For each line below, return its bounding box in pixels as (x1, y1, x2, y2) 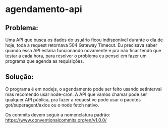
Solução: (5, 73, 34, 81)
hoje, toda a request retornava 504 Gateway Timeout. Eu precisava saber (5, 42, 157, 48)
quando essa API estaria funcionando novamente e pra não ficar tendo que (5, 48, 161, 53)
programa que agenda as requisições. (5, 58, 84, 64)
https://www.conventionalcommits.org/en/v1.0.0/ (5, 117, 107, 123)
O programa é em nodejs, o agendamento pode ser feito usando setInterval (5, 86, 162, 92)
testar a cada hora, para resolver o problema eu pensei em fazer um (5, 53, 147, 59)
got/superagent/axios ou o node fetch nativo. (5, 102, 99, 108)
